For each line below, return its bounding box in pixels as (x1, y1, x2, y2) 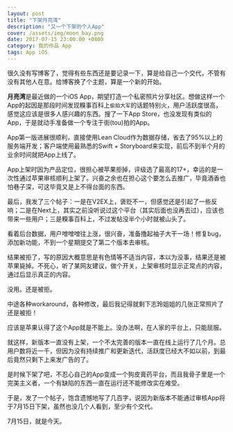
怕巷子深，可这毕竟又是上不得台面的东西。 (7, 182, 129, 191)
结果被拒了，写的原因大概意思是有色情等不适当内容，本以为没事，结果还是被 (7, 253, 226, 261)
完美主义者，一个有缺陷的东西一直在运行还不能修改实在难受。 (7, 379, 184, 387)
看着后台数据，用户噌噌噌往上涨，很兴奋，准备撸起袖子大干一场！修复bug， (7, 229, 225, 238)
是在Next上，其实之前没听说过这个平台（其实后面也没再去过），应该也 (25, 206, 224, 214)
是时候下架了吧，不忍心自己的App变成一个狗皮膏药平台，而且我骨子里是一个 (7, 369, 225, 379)
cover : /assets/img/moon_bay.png (7, 29, 104, 37)
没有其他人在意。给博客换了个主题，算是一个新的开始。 (7, 77, 165, 85)
